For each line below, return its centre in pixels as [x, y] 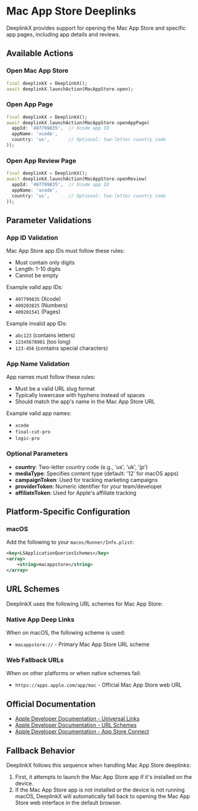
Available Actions [40, 54]
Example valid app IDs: [35, 287]
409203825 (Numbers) [41, 305]
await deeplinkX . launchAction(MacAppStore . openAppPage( [78, 122]
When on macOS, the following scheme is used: [66, 633]
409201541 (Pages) [38, 312]
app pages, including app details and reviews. [63, 34]
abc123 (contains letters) [45, 335]
